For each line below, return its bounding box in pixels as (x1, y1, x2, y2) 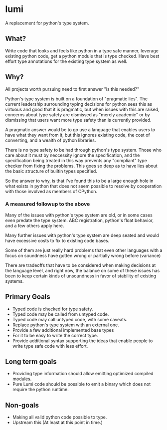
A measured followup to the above (5, 201, 90, 208)
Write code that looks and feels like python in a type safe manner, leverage (5, 47, 159, 53)
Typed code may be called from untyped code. (12, 311, 109, 317)
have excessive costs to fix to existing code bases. (5, 237, 110, 243)
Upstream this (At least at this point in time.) (12, 420, 103, 426)
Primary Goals (5, 293, 51, 301)
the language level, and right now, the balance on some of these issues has (5, 267, 160, 273)
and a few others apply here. (5, 222, 64, 228)
